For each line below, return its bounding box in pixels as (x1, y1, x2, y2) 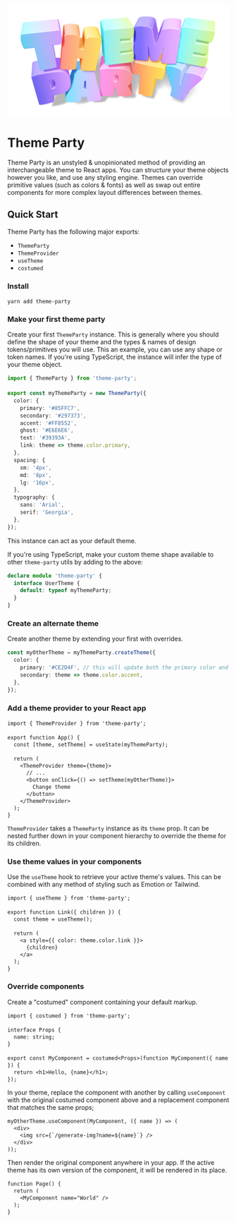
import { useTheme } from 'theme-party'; (7, 895, 131, 902)
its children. (7, 839, 42, 847)
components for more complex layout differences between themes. (7, 188, 203, 196)
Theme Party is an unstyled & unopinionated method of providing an (7, 158, 206, 167)
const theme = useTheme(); (13, 916, 93, 923)
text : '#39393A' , (20, 435, 71, 442)
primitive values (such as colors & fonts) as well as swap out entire (7, 181, 201, 189)
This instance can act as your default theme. (7, 536, 137, 545)
